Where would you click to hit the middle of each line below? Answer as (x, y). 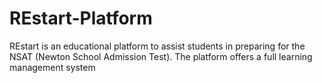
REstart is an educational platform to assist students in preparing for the (157, 46)
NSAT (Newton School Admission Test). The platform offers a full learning (161, 56)
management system (52, 67)
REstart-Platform (81, 18)
